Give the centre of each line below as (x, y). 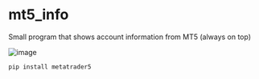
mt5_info (39, 15)
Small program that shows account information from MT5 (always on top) (130, 37)
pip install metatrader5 (50, 67)
